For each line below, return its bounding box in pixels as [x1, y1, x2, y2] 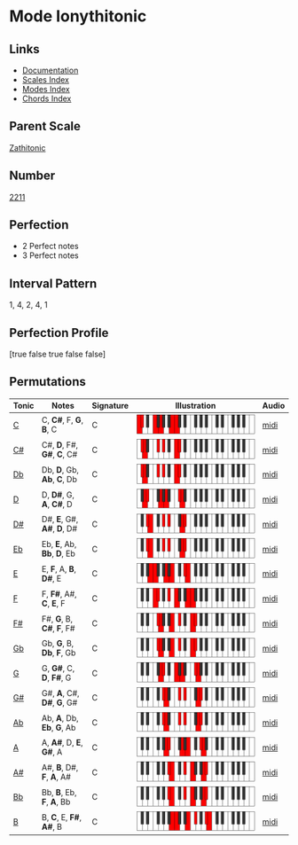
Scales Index [21, 74, 69, 85]
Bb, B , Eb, [41, 786, 77, 797]
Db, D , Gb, [41, 464, 80, 475]
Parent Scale [9, 119, 82, 134]
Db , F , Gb [41, 647, 76, 658]
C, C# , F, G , [41, 415, 84, 426]
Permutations [9, 374, 86, 389]
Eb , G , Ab [41, 722, 76, 732]
